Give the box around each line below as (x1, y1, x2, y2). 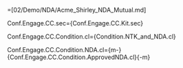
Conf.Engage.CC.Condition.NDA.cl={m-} (7, 46, 122, 54)
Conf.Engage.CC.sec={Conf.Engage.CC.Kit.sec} (7, 19, 143, 27)
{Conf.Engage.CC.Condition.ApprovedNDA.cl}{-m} (7, 53, 151, 61)
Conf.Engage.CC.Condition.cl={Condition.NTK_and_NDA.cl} (7, 32, 177, 41)
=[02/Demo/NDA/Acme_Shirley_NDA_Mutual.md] (7, 6, 147, 14)
